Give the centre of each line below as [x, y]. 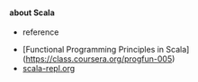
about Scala [32, 12]
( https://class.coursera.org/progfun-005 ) [99, 59]
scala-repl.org [49, 69]
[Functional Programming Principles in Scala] [106, 50]
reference [40, 32]
